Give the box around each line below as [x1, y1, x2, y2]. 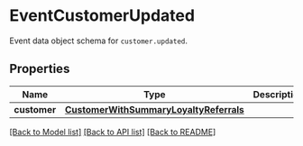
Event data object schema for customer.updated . [9, 35, 188, 46]
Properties [9, 61, 70, 77]
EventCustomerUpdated [9, 5, 196, 26]
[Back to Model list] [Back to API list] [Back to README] [9, 126, 216, 137]
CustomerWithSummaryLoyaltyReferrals [64, 103, 245, 115]
